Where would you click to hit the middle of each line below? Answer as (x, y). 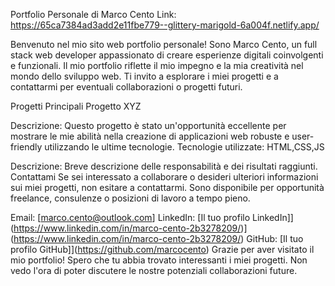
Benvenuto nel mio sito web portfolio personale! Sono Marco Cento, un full (164, 44)
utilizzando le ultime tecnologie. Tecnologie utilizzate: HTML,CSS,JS (184, 147)
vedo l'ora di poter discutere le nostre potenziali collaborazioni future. (154, 270)
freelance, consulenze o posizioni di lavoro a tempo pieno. (130, 198)
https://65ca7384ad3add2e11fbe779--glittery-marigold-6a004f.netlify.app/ (165, 25)
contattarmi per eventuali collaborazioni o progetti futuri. (126, 87)
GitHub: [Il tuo (275, 238)
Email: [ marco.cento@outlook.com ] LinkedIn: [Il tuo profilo (130, 217)
